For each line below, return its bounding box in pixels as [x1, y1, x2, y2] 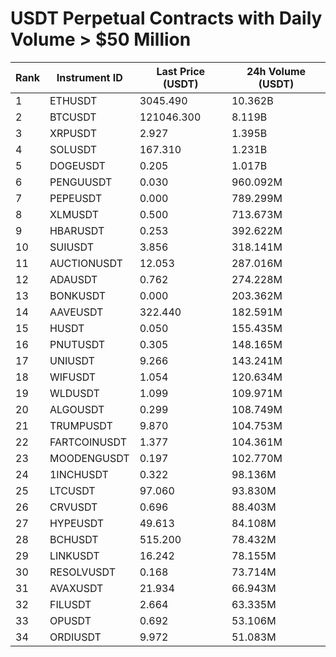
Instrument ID [56, 70, 123, 84]
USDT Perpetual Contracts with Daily [10, 7, 323, 30]
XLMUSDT [49, 207, 99, 221]
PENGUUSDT [49, 175, 113, 189]
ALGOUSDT [49, 402, 105, 416]
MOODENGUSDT [49, 451, 130, 465]
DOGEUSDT [49, 158, 106, 172]
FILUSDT [49, 597, 92, 611]
